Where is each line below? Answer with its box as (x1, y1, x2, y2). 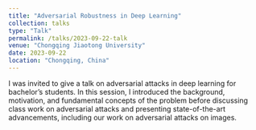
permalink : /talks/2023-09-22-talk (8, 34, 128, 43)
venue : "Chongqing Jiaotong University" (8, 42, 147, 50)
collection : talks (8, 19, 70, 27)
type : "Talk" (8, 26, 52, 35)
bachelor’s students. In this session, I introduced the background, (8, 87, 225, 96)
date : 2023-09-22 (8, 49, 67, 57)
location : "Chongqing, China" (8, 57, 110, 65)
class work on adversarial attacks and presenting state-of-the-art (8, 104, 225, 113)
